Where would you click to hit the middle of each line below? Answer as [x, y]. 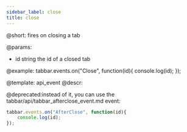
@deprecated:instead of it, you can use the [61, 94]
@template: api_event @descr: [45, 82]
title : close [23, 18]
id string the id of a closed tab [53, 59]
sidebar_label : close [34, 12]
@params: [19, 47]
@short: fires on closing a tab [43, 35]
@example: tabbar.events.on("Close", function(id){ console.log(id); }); [94, 70]
